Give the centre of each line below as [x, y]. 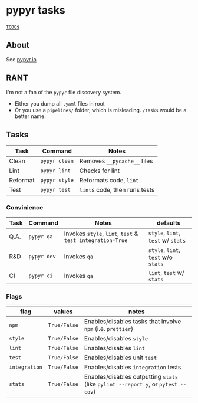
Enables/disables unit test [121, 358]
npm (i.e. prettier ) [109, 329]
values [63, 312]
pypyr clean [57, 161]
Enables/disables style [116, 338]
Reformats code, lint [109, 181]
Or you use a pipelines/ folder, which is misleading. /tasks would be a [100, 110]
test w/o [160, 257]
